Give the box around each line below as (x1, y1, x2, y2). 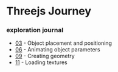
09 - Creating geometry (15, 53, 75, 60)
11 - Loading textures (15, 59, 68, 66)
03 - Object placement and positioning (15, 39, 113, 47)
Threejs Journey (6, 4, 92, 18)
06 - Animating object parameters (15, 46, 100, 53)
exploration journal (6, 26, 64, 34)
